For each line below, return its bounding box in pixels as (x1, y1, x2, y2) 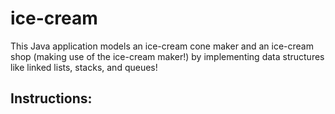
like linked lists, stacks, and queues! (10, 61, 158, 73)
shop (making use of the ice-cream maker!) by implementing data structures (10, 50, 325, 62)
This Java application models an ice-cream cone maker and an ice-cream (10, 40, 314, 52)
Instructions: (10, 90, 93, 107)
